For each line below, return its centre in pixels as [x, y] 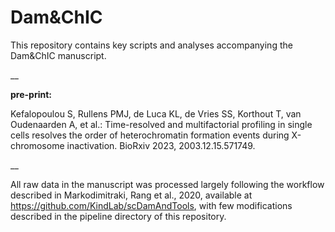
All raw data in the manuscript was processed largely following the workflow [167, 184]
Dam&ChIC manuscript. [58, 55]
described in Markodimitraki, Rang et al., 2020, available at [131, 195]
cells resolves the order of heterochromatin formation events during [150, 135]
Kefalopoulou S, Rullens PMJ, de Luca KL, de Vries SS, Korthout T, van [156, 113]
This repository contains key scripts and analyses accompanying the [151, 45]
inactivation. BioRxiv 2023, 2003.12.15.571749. [161, 145]
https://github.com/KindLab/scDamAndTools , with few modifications [151, 205]
